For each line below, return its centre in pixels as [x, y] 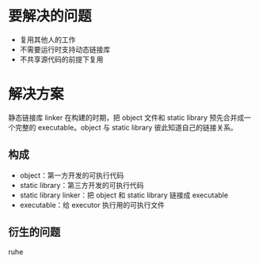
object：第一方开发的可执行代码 [72, 175]
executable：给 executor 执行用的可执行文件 [92, 205]
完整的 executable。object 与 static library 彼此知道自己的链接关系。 [126, 127]
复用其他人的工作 [48, 39]
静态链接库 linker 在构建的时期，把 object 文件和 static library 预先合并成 [126, 117]
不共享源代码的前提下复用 [61, 59]
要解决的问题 [50, 16]
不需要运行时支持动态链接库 [65, 49]
